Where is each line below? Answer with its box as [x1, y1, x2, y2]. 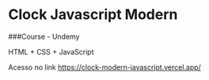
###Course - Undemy [8, 32, 80, 41]
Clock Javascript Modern [8, 6, 178, 24]
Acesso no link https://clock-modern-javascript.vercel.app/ [8, 62, 202, 72]
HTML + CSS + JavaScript [8, 47, 94, 56]
